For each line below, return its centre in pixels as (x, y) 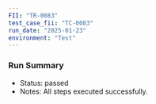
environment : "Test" (42, 38)
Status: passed (44, 83)
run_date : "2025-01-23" (48, 30)
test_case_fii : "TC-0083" (51, 23)
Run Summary (36, 66)
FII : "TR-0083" (33, 15)
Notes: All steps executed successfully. (84, 91)
